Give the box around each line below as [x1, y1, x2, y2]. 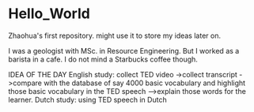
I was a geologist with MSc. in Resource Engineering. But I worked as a [8, 46, 240, 55]
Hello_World [8, 5, 91, 23]
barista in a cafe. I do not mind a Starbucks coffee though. [8, 54, 198, 64]
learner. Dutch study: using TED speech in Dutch [8, 95, 168, 104]
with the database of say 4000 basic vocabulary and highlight [43, 78, 246, 88]
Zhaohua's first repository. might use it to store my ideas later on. [8, 31, 222, 40]
